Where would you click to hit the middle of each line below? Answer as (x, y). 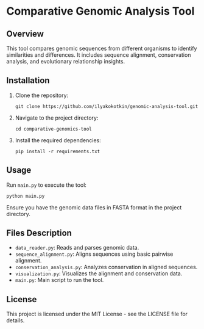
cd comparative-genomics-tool (54, 129)
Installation (28, 81)
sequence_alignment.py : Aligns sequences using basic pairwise (94, 254)
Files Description (39, 233)
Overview (25, 34)
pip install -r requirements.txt (58, 151)
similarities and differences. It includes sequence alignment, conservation (99, 55)
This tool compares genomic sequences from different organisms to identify (102, 48)
